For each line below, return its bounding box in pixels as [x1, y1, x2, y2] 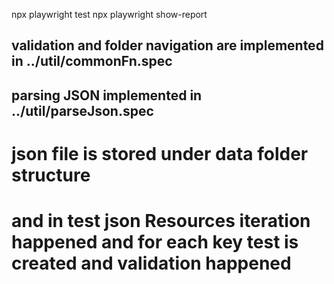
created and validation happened [11, 252, 292, 275]
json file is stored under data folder [11, 142, 309, 165]
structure [11, 164, 91, 186]
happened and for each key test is [11, 231, 299, 254]
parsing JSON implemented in [11, 87, 203, 104]
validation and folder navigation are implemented [11, 37, 324, 54]
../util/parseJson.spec [11, 102, 154, 119]
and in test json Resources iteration [11, 210, 311, 233]
